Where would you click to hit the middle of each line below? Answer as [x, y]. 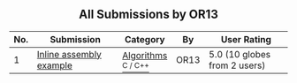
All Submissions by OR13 [148, 15]
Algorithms [145, 55]
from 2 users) [237, 65]
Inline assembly [69, 54]
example [55, 65]
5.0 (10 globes [240, 54]
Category [145, 39]
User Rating [246, 39]
